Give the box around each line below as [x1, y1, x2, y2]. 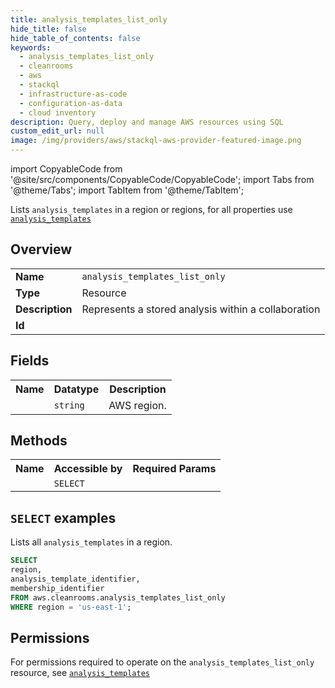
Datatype [53, 382, 100, 396]
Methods [10, 432, 68, 450]
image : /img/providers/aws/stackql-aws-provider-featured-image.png [10, 136, 302, 146]
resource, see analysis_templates [10, 667, 150, 679]
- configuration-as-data [19, 98, 123, 108]
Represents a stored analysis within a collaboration [81, 302, 321, 316]
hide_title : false [10, 24, 87, 34]
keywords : [10, 42, 52, 53]
